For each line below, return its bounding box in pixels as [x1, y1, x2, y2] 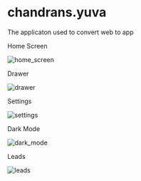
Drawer [7, 69, 29, 78]
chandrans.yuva [7, 4, 107, 21]
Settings [7, 97, 32, 105]
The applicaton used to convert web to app [7, 28, 134, 36]
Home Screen [7, 41, 48, 50]
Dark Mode [7, 124, 41, 133]
